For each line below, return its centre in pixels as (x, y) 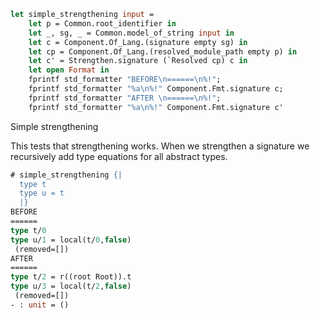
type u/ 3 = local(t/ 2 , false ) (71, 286)
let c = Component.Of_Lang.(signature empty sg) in (138, 42)
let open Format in (69, 70)
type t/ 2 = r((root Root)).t (71, 277)
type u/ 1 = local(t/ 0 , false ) (71, 240)
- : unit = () (40, 305)
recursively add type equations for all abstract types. (119, 156)
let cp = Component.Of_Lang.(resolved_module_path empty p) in (163, 51)
